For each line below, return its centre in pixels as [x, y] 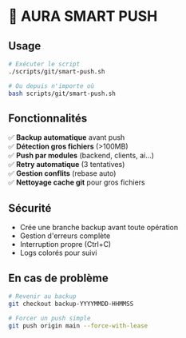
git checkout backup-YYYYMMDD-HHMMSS [71, 304]
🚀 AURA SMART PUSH [83, 16]
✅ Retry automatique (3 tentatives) [67, 165]
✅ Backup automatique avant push [67, 137]
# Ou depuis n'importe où [51, 86]
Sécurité [30, 208]
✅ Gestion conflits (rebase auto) [62, 173]
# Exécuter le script [44, 64]
